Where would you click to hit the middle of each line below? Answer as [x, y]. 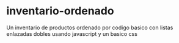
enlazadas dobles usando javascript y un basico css [72, 33]
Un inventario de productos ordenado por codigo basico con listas [90, 27]
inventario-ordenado [60, 11]
